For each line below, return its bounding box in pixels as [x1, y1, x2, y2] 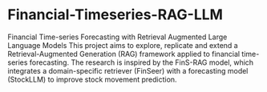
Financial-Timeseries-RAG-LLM [7, 6, 224, 24]
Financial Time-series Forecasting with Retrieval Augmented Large [7, 32, 228, 42]
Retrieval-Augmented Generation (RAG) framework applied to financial [7, 49, 241, 58]
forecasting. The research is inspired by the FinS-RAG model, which [29, 58, 254, 67]
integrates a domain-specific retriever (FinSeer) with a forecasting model [7, 66, 249, 75]
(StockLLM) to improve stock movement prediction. [7, 74, 177, 84]
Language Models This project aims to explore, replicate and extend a [7, 40, 238, 50]
